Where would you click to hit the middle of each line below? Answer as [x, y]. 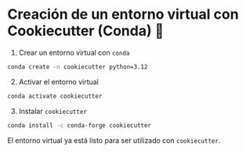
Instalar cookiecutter [53, 111]
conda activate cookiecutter [55, 96]
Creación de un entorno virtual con [123, 14]
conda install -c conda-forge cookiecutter [80, 125]
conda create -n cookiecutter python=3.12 [78, 67]
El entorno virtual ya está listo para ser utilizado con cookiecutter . [114, 140]
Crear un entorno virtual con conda [74, 52]
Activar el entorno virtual [59, 82]
